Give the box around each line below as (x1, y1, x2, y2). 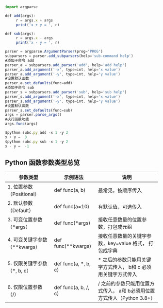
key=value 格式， (107, 240, 147, 247)
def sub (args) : (5, 31, 36, 36)
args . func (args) (5, 122, 38, 127)
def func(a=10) (54, 203, 90, 210)
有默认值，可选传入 (98, 203, 142, 210)
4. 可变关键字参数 (7, 236, 48, 243)
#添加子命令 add (5, 58, 34, 63)
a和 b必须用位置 (118, 288, 155, 294)
